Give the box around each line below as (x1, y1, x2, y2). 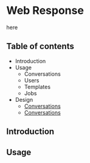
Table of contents (6, 41, 74, 52)
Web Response (6, 4, 84, 18)
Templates (24, 83, 50, 90)
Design (15, 96, 33, 103)
